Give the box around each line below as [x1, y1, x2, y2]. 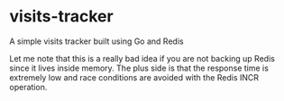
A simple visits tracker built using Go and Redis [9, 36, 184, 46]
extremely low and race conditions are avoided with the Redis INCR [9, 72, 260, 82]
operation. [9, 81, 48, 92]
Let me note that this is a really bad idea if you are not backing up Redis [9, 53, 275, 63]
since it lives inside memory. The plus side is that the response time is [9, 63, 269, 73]
